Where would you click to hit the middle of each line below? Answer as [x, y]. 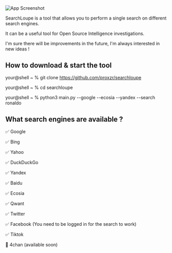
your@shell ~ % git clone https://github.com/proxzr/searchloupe [73, 78]
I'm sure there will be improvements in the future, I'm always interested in [83, 44]
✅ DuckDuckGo [22, 162]
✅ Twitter [15, 214]
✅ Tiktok [15, 234]
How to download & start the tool [59, 65]
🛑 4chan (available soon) [31, 245]
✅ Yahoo [15, 152]
